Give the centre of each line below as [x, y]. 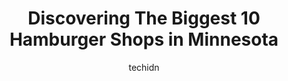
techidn [144, 67]
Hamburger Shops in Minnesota [144, 39]
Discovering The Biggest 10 [144, 18]
